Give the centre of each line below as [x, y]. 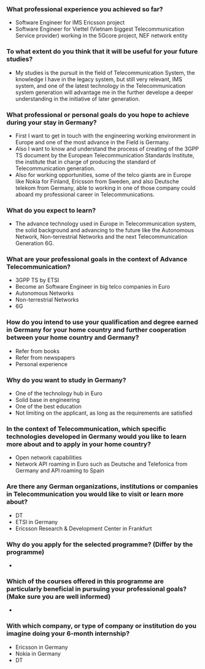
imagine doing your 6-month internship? [68, 633]
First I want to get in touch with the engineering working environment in [106, 135]
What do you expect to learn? [51, 210]
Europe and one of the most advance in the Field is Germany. [93, 142]
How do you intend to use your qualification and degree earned [102, 323]
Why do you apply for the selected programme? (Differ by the [100, 544]
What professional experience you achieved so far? [85, 9]
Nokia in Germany [38, 654]
